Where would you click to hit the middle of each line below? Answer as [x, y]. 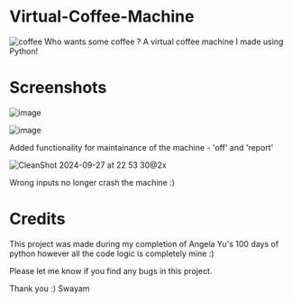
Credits [37, 219]
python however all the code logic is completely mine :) [112, 253]
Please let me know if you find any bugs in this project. [111, 271]
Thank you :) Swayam [50, 288]
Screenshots [58, 88]
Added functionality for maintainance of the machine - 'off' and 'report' [141, 147]
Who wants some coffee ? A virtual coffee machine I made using [164, 41]
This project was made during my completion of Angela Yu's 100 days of [144, 243]
